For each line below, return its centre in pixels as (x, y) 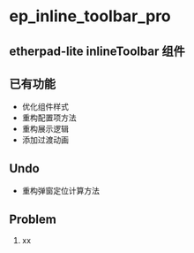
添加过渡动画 (45, 140)
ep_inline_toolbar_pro (90, 16)
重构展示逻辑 (45, 129)
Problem (33, 219)
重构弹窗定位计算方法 (60, 191)
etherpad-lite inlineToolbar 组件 (97, 51)
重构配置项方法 (49, 118)
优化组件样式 (45, 107)
